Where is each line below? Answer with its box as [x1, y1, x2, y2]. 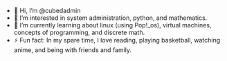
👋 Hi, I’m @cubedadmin [13, 7, 81, 14]
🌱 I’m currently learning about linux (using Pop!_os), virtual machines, [13, 21, 212, 29]
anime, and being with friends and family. [13, 46, 132, 54]
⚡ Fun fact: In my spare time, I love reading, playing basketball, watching [13, 36, 221, 44]
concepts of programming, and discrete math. [13, 28, 145, 36]
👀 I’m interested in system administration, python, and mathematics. [13, 14, 208, 22]
